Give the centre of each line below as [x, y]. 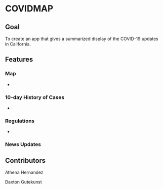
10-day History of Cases [35, 97]
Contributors [25, 161]
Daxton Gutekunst [23, 182]
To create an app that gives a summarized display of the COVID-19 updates [82, 39]
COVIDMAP [29, 9]
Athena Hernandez [24, 172]
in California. [18, 44]
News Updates [23, 144]
